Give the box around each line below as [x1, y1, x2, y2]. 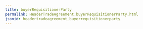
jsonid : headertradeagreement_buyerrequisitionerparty [5, 16, 121, 21]
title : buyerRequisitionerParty [5, 7, 72, 12]
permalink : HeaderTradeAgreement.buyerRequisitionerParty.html [5, 12, 139, 17]
